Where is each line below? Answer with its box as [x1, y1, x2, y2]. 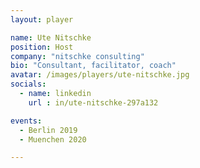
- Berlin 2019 [19, 125, 78, 135]
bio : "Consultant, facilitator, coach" [10, 61, 177, 71]
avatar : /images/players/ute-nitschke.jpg [10, 70, 190, 80]
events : [10, 116, 43, 126]
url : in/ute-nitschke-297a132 [28, 97, 159, 108]
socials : [10, 79, 47, 90]
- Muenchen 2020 [19, 134, 87, 145]
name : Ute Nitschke [10, 32, 92, 43]
